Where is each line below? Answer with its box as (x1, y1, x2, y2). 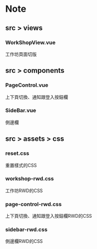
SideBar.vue (5, 107, 37, 114)
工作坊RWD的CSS (5, 188, 43, 194)
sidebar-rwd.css (5, 226, 47, 233)
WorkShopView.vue (5, 39, 56, 46)
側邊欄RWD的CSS (5, 238, 43, 244)
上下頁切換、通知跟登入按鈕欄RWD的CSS (5, 213, 92, 219)
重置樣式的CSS (5, 162, 37, 168)
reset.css (5, 150, 30, 157)
